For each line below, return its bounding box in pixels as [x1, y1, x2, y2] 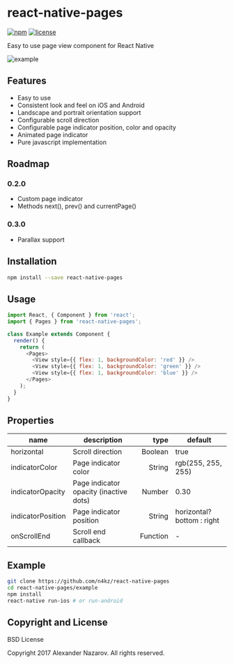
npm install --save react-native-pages [7, 274, 123, 281]
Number [141, 487, 169, 497]
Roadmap [7, 158, 50, 170]
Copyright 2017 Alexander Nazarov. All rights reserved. [7, 649, 165, 657]
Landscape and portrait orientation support [17, 108, 141, 116]
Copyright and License [7, 617, 108, 629]
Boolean [141, 447, 169, 457]
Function [139, 531, 169, 541]
